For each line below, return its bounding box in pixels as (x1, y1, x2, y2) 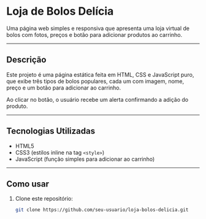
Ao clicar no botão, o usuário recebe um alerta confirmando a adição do (6, 96, 189, 103)
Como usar (6, 179, 50, 189)
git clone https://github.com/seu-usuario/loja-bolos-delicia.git (15, 207, 189, 213)
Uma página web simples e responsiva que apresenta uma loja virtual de (6, 25, 190, 32)
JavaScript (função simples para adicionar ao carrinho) (15, 155, 155, 163)
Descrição (6, 55, 47, 65)
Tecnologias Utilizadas (6, 126, 96, 136)
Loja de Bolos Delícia (6, 4, 114, 18)
